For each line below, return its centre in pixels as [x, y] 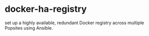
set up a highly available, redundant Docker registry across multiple [74, 23]
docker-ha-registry [46, 9]
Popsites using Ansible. [29, 28]
